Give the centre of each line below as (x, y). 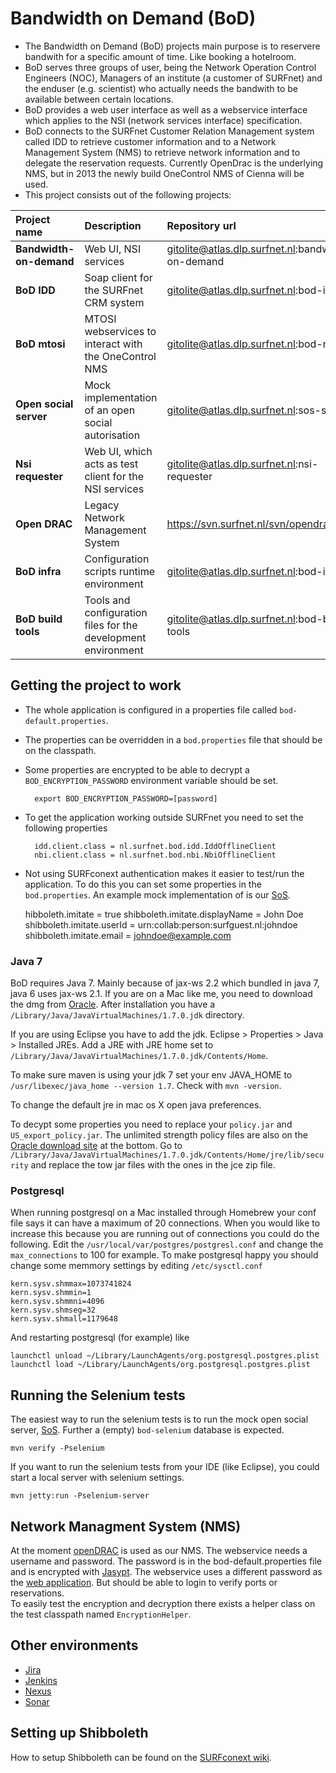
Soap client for (118, 277)
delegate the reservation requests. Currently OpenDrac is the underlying (174, 163)
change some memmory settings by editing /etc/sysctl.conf (136, 1266)
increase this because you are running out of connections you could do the (165, 1234)
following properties (66, 828)
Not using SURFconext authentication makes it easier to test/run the (164, 873)
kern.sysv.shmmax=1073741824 (71, 1284)
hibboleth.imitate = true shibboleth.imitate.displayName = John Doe (164, 914)
